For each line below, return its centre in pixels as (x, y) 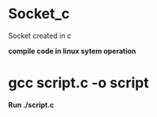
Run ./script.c (31, 104)
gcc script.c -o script (78, 83)
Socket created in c (40, 36)
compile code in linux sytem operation (72, 51)
